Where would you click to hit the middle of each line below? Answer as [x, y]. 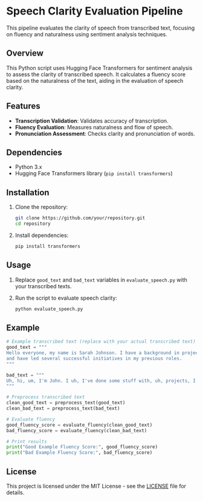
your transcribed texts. [43, 286]
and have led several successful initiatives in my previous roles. [94, 358]
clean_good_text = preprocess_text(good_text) [66, 403]
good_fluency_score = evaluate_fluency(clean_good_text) [79, 425]
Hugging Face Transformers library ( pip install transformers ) [94, 173]
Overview [25, 53]
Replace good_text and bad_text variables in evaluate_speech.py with [101, 280]
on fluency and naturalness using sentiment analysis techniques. [87, 34]
